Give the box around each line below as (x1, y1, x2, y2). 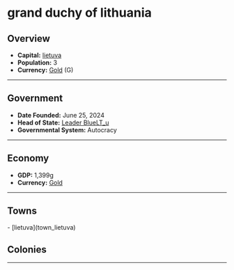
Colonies (7, 244, 47, 255)
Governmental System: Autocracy (17, 125, 117, 134)
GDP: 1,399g (17, 170, 54, 179)
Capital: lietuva (17, 51, 62, 59)
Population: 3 (17, 58, 58, 67)
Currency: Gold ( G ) (17, 66, 74, 74)
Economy (7, 152, 49, 164)
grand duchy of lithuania (7, 5, 152, 21)
